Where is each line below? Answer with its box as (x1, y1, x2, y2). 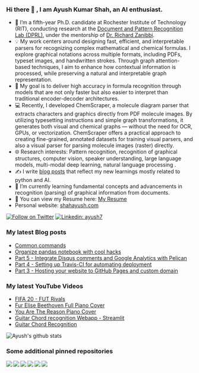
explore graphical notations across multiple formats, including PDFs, (14, 51, 182, 58)
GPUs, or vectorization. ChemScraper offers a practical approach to (14, 129, 181, 136)
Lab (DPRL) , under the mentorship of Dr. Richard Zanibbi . (14, 32, 155, 39)
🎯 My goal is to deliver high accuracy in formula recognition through (14, 83, 181, 90)
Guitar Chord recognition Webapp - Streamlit (14, 314, 125, 321)
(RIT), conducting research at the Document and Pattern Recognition (14, 25, 183, 32)
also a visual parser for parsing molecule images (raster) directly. (14, 142, 174, 149)
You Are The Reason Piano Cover (14, 308, 97, 315)
